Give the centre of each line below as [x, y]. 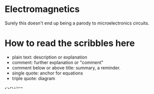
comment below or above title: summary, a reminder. [66, 67]
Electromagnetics [42, 9]
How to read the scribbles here [70, 43]
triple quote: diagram [33, 78]
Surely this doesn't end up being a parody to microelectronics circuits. [77, 23]
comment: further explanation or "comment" [57, 62]
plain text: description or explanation [49, 57]
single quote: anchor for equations [47, 73]
